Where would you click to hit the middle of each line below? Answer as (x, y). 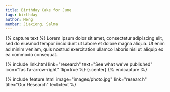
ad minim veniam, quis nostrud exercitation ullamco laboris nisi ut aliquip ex (84, 49)
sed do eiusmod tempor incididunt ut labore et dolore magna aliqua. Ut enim (85, 44)
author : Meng (19, 19)
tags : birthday (21, 15)
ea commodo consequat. (31, 55)
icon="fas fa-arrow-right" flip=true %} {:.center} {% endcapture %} (76, 70)
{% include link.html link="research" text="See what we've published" (79, 64)
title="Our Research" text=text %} (41, 85)
